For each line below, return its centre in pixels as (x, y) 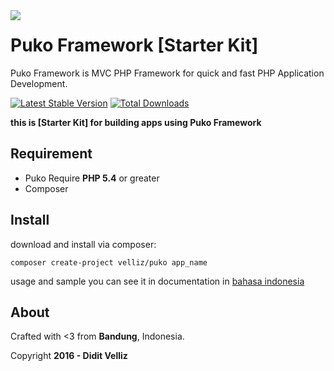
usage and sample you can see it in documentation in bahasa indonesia (157, 281)
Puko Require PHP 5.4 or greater (92, 178)
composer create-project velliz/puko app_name (109, 262)
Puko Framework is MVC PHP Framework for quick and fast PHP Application (167, 73)
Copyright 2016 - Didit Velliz (69, 356)
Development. (39, 83)
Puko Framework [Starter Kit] (134, 45)
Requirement (51, 154)
